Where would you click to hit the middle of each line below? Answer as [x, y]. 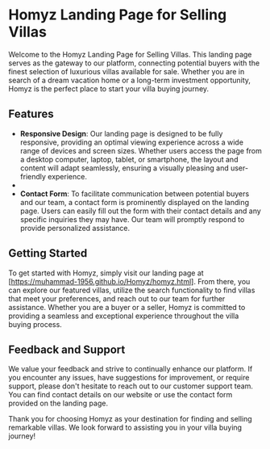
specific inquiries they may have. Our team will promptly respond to [132, 219]
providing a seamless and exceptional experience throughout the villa [124, 316]
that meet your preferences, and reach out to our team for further [117, 298]
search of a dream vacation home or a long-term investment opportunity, [130, 80]
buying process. [35, 324]
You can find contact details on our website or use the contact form [120, 395]
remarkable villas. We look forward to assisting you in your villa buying [125, 428]
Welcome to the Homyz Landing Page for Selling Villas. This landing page [130, 54]
